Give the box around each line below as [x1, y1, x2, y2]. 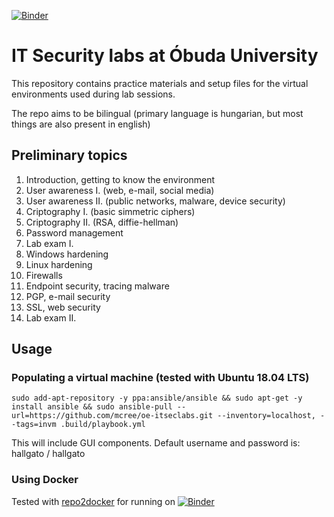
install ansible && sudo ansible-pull [11, 402, 173, 412]
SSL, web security [25, 301, 101, 313]
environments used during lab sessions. [11, 88, 176, 100]
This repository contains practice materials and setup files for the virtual [11, 77, 309, 89]
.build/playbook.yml [60, 420, 146, 430]
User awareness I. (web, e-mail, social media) [25, 184, 215, 196]
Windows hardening [25, 248, 109, 260]
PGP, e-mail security [25, 290, 111, 302]
